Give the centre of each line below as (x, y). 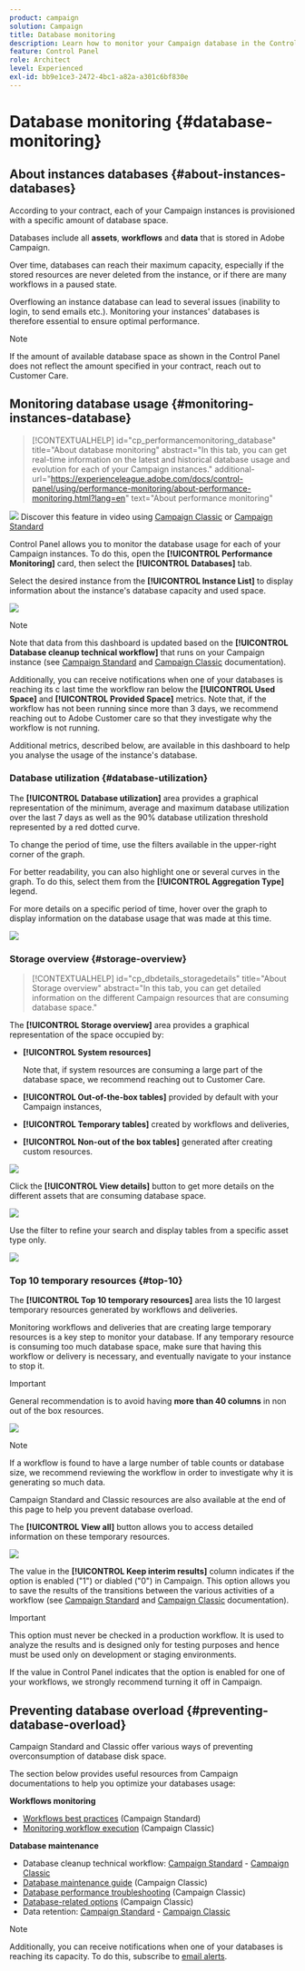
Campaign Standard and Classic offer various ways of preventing (131, 1747)
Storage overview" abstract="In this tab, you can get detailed (146, 988)
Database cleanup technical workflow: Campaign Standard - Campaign (156, 1863)
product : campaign (44, 18)
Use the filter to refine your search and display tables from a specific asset (149, 1231)
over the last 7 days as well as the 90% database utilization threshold (139, 817)
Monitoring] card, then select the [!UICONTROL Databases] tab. (131, 563)
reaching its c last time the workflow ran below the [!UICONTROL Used (142, 689)
